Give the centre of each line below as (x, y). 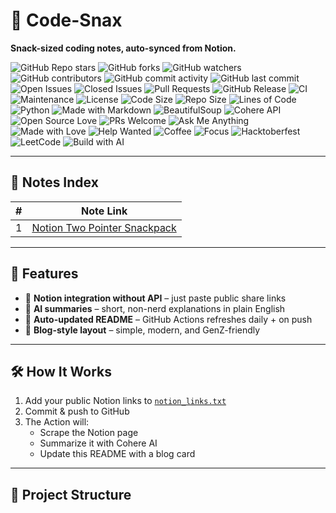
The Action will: (57, 422)
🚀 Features (44, 274)
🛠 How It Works (61, 371)
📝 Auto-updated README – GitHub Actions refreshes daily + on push (168, 319)
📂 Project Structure (71, 494)
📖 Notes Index (54, 182)
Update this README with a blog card (117, 454)
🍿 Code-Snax (66, 20)
